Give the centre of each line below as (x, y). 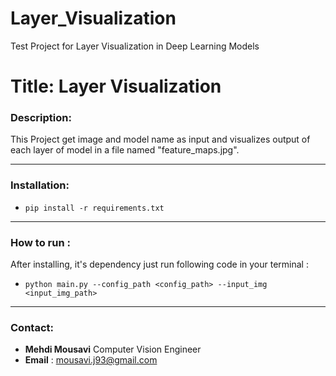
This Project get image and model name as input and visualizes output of (160, 139)
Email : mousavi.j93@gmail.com (91, 360)
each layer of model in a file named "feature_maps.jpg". (125, 150)
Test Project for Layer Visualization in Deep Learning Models (135, 46)
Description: (41, 118)
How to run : (40, 242)
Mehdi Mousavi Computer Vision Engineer (113, 349)
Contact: (32, 327)
